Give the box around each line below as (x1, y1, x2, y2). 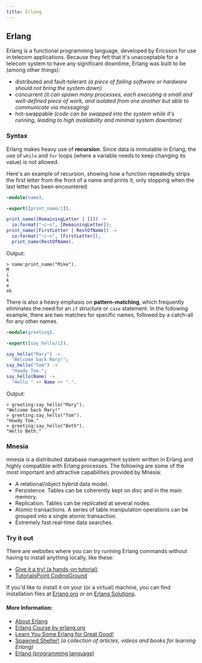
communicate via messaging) (14, 104, 89, 111)
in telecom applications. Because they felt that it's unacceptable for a (6, 54, 178, 61)
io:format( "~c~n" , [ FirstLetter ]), (11, 233, 101, 239)
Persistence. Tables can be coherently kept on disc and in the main (14, 487, 182, 494)
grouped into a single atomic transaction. (14, 513, 117, 520)
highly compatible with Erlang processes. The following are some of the (6, 463, 185, 470)
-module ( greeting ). (6, 329, 55, 335)
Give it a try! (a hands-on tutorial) (14, 566, 98, 573)
